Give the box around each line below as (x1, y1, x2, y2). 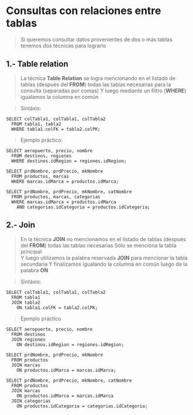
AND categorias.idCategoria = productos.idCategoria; (16, 204, 150, 210)
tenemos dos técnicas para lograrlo (20, 42, 106, 49)
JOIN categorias (11, 398, 51, 404)
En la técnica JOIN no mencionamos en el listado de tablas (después (20, 235, 186, 242)
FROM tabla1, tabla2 (11, 121, 61, 127)
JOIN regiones (11, 337, 46, 342)
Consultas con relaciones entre (6, 4, 161, 18)
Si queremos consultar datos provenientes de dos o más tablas (20, 36, 173, 43)
